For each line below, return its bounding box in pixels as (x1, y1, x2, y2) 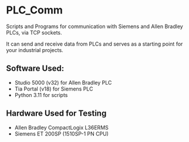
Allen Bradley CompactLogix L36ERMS (14, 124, 109, 131)
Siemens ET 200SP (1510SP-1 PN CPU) (14, 130, 109, 137)
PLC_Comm (6, 4, 63, 17)
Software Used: (6, 64, 65, 74)
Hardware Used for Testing (6, 109, 107, 119)
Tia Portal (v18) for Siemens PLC (14, 85, 93, 92)
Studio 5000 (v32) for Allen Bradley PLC (14, 79, 112, 86)
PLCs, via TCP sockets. (6, 29, 63, 36)
